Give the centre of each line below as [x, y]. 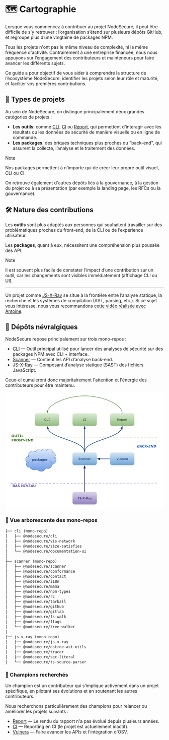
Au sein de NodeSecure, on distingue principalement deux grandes [75, 111]
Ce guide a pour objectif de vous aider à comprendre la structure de [76, 73]
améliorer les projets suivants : [37, 712]
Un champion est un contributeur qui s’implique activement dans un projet [82, 686]
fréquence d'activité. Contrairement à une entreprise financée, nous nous [81, 52]
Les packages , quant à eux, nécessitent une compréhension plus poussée [82, 245]
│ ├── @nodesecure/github [35, 607]
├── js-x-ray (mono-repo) [32, 637]
